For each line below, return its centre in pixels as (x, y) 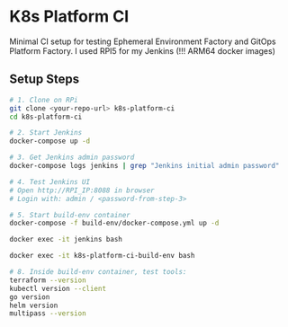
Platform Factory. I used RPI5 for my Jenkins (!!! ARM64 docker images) (143, 50)
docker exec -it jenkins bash (66, 240)
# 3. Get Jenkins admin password (72, 158)
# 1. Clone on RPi (44, 100)
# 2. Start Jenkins (46, 133)
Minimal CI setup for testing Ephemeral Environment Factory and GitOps (143, 41)
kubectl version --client (58, 288)
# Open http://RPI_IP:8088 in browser (82, 190)
